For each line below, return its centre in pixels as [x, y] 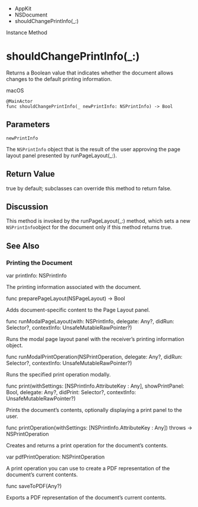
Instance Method [27, 32]
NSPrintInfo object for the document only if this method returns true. [89, 227]
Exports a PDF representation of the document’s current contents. [86, 498]
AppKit [23, 9]
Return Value [30, 174]
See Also [23, 246]
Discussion [27, 207]
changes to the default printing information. [59, 79]
